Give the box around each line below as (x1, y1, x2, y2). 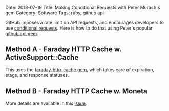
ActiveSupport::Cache (5, 53, 79, 62)
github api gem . (5, 31, 38, 36)
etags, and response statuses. (5, 72, 69, 78)
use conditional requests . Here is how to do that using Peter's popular (5, 25, 153, 31)
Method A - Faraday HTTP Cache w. (5, 45, 122, 54)
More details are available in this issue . (5, 100, 87, 106)
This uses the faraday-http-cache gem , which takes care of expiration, (5, 66, 155, 73)
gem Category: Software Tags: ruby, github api (5, 10, 104, 16)
